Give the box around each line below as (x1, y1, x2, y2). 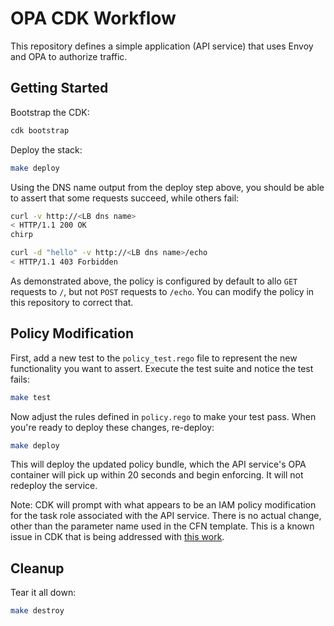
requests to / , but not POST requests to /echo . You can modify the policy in (10, 285, 315, 297)
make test (10, 392, 52, 402)
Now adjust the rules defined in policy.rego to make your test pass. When (10, 410, 317, 422)
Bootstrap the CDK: (10, 106, 90, 118)
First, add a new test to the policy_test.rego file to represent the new (10, 352, 298, 364)
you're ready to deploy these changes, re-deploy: (10, 421, 215, 433)
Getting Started (10, 80, 109, 97)
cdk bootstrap (10, 125, 70, 136)
